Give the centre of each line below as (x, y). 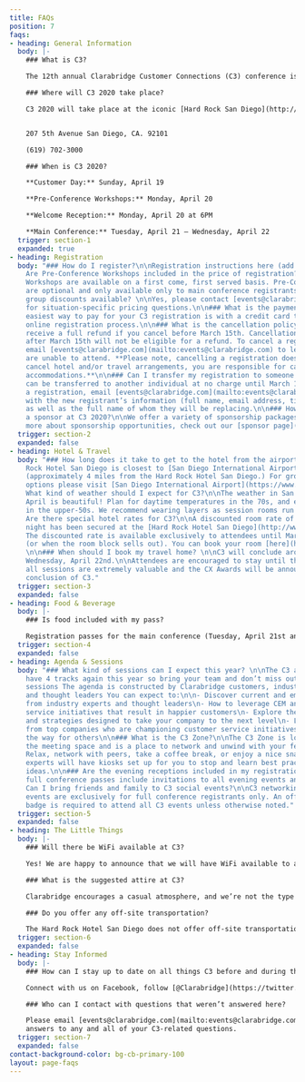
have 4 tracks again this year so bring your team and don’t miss (154, 679)
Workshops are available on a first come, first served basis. (148, 282)
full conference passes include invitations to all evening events (156, 780)
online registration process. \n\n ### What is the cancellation (148, 325)
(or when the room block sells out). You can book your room (143, 544)
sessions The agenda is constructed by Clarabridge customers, (148, 687)
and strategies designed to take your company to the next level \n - (158, 721)
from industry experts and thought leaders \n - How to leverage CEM (156, 704)
